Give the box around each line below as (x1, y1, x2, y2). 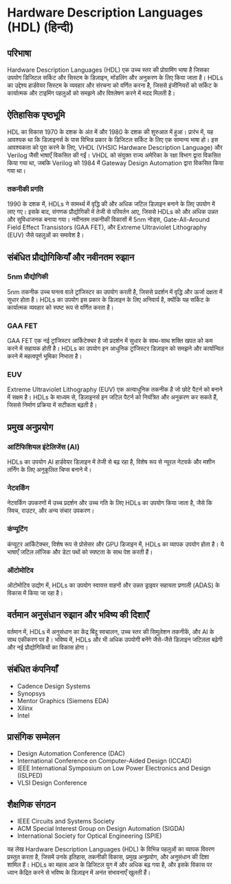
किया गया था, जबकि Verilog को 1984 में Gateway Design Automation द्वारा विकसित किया (7, 159, 224, 167)
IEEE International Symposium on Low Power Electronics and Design (16, 764, 211, 772)
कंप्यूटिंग (7, 524, 27, 534)
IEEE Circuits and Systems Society (16, 817, 115, 825)
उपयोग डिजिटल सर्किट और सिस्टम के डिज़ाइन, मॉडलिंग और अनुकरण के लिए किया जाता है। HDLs (7, 74, 223, 81)
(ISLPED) (16, 772, 43, 780)
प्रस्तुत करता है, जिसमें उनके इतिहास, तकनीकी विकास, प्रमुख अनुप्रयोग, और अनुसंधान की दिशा (7, 853, 210, 861)
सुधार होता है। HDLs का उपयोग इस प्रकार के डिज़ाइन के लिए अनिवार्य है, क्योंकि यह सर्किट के (7, 295, 210, 304)
